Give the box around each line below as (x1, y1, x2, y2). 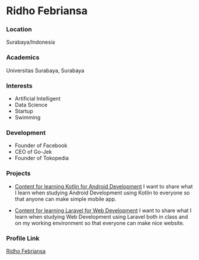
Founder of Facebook (14, 142, 68, 149)
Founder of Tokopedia (14, 155, 69, 162)
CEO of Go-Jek (14, 148, 52, 155)
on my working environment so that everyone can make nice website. (14, 219, 185, 226)
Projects (6, 170, 31, 178)
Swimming (14, 114, 41, 121)
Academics (6, 53, 40, 61)
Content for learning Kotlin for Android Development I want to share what (14, 183, 193, 190)
